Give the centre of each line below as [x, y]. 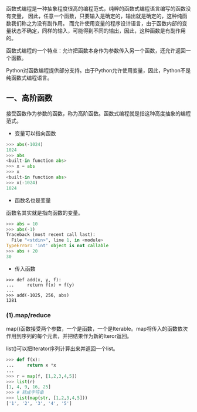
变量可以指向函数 [35, 133]
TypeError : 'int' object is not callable [57, 246]
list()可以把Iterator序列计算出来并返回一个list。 [62, 348]
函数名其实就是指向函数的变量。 [45, 212]
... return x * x [31, 365]
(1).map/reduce [28, 315]
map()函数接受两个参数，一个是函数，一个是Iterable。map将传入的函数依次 [97, 329]
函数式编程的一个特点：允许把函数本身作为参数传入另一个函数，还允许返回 [96, 51]
